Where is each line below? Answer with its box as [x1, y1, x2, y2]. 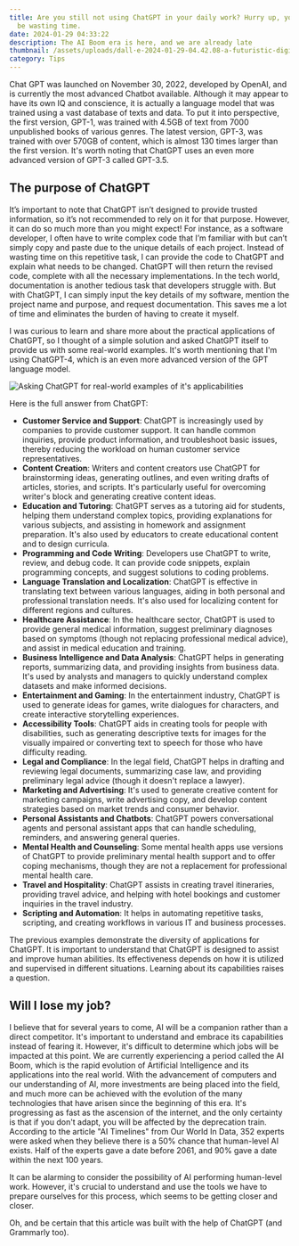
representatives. [21, 453, 83, 463]
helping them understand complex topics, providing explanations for [21, 510, 273, 521]
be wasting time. [17, 21, 82, 30]
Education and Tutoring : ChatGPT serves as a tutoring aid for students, [21, 500, 286, 511]
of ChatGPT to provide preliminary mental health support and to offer [21, 850, 276, 861]
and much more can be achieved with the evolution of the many [9, 1088, 243, 1099]
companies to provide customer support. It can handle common [21, 424, 256, 435]
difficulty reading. [21, 746, 87, 758]
